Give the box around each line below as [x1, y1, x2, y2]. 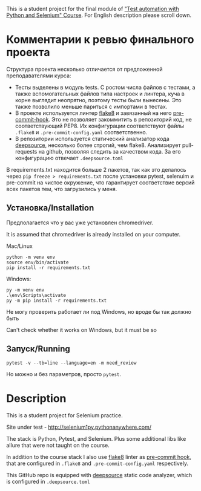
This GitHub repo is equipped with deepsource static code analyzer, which [6, 471, 193, 478]
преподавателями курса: [6, 72, 71, 79]
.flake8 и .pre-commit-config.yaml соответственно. [15, 128, 148, 135]
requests [15, 148, 38, 155]
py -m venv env [6, 287, 45, 293]
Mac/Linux [6, 242, 33, 250]
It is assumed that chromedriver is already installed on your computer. [6, 230, 181, 238]
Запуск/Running [6, 344, 71, 354]
